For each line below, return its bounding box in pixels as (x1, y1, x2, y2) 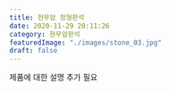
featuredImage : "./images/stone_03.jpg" (9, 37, 163, 47)
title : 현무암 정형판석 (9, 12, 85, 22)
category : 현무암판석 (9, 29, 81, 38)
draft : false (9, 46, 58, 55)
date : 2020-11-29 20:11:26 (9, 21, 110, 30)
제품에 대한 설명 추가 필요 (9, 72, 98, 83)
